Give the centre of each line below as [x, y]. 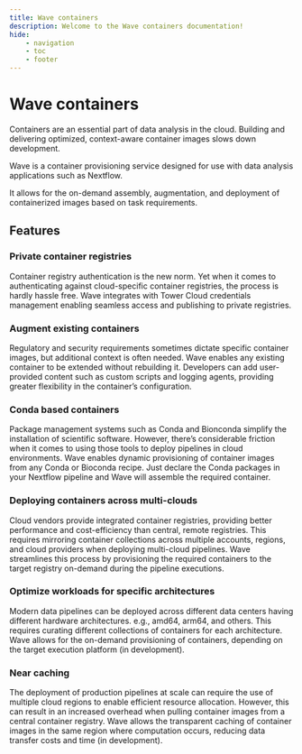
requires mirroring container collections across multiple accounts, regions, [147, 539]
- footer [42, 60]
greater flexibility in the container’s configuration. [101, 386]
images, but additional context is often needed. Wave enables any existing [147, 357]
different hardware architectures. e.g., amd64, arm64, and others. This [141, 621]
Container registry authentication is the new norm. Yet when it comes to [143, 276]
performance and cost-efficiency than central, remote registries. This [138, 529]
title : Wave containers [54, 18]
